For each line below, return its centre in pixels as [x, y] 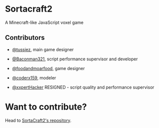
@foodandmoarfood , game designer [48, 68]
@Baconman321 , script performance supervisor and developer [75, 59]
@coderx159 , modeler [34, 78]
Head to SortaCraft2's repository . [38, 120]
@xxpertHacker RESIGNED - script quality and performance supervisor [83, 87]
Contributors [25, 38]
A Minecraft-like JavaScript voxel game [44, 22]
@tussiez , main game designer [43, 49]
